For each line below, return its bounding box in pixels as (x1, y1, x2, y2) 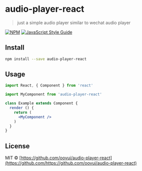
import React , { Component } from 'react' (5, 83, 93, 88)
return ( (14, 110, 32, 115)
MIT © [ (5, 155, 21, 161)
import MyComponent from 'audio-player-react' (5, 92, 102, 97)
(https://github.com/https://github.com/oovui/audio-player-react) (5, 160, 137, 166)
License (5, 142, 30, 150)
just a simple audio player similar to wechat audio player (17, 20, 131, 26)
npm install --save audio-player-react (5, 57, 87, 61)
